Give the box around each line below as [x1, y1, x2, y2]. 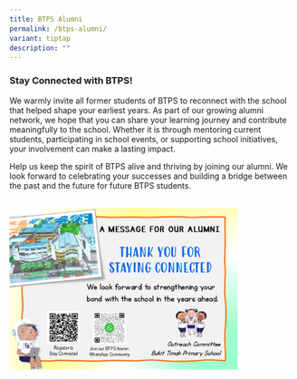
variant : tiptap [9, 34, 71, 43]
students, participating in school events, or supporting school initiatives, [9, 133, 278, 144]
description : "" [9, 44, 71, 53]
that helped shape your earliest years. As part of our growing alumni [9, 104, 264, 115]
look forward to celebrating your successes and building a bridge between [9, 170, 288, 181]
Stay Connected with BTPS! [9, 74, 133, 87]
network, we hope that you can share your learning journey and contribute [9, 114, 287, 125]
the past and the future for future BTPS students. [9, 180, 192, 190]
